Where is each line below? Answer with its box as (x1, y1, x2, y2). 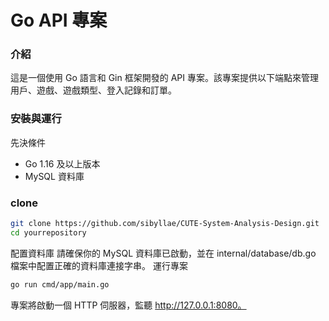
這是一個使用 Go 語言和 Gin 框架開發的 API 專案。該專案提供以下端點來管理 (10, 72, 319, 84)
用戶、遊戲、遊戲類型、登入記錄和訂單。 (10, 84, 177, 96)
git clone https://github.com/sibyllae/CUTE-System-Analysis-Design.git (10, 219, 320, 229)
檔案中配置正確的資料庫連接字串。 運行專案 (10, 259, 188, 271)
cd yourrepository (10, 227, 87, 238)
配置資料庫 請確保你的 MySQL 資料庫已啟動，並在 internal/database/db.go (10, 247, 317, 259)
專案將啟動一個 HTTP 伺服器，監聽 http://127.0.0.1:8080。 (10, 299, 247, 311)
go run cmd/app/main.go (10, 279, 110, 290)
